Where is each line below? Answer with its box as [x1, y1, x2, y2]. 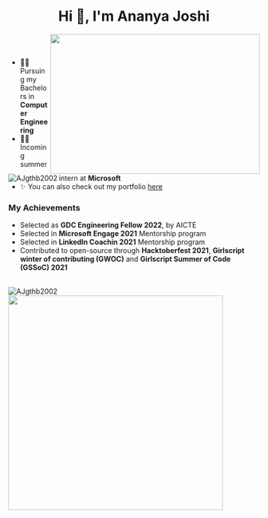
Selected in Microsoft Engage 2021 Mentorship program [19, 229, 207, 239]
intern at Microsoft [58, 173, 121, 183]
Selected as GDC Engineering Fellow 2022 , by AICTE [19, 220, 197, 230]
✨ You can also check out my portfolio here [19, 181, 164, 191]
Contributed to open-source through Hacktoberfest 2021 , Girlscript [19, 246, 245, 255]
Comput [19, 100, 48, 109]
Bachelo [19, 83, 48, 93]
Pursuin [19, 65, 45, 75]
